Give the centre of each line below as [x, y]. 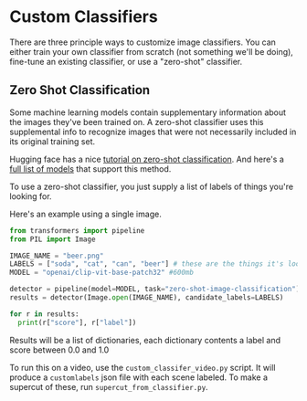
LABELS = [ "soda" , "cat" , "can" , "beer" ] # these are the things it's [147, 264]
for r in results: [44, 314]
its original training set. [53, 141]
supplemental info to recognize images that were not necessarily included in [153, 132]
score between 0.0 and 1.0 [59, 350]
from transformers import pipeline [77, 230]
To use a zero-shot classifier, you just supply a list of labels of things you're [152, 186]
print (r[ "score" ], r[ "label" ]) [77, 322]
